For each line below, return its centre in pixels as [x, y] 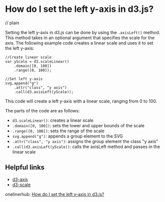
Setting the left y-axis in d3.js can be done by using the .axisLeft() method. [83, 32]
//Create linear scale [28, 57]
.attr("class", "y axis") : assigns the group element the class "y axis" [85, 141]
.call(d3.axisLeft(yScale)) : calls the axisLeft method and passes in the [86, 147]
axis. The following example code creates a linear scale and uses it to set [79, 43]
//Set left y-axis [24, 79]
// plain [12, 23]
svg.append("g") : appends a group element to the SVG [67, 136]
